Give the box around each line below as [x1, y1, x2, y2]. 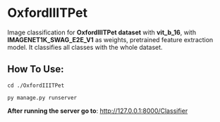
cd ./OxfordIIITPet [7, 82, 65, 89]
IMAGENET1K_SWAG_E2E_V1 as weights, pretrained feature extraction [7, 35, 214, 43]
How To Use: [7, 63, 64, 75]
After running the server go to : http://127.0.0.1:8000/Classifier [7, 107, 188, 115]
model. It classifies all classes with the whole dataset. [7, 43, 164, 51]
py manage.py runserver [7, 94, 78, 101]
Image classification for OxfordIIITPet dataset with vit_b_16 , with [7, 28, 196, 36]
